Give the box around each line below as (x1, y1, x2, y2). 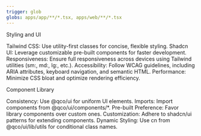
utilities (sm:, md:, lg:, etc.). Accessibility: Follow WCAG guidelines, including (6, 61, 195, 69)
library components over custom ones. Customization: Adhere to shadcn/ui (6, 110, 192, 117)
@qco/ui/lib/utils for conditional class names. (6, 123, 118, 130)
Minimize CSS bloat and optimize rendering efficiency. (6, 74, 140, 81)
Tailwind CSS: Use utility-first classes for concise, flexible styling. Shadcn (6, 43, 188, 50)
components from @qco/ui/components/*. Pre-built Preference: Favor (6, 104, 179, 111)
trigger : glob (6, 8, 42, 15)
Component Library (6, 86, 55, 93)
